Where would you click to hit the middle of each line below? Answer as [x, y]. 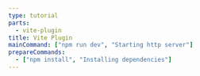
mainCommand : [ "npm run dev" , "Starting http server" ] [101, 45]
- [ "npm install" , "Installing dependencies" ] [94, 60]
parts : [19, 23]
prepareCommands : [37, 52]
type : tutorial [33, 15]
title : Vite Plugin [40, 38]
